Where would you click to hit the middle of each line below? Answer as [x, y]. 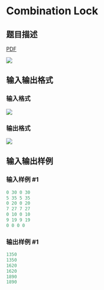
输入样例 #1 [22, 179]
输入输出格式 [30, 81]
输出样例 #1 [22, 242]
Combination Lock [52, 11]
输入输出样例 [30, 161]
